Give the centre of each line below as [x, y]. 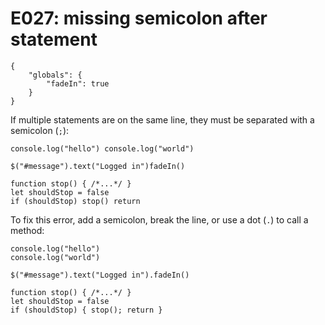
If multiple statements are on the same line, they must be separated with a [162, 119]
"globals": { [55, 75]
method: [27, 230]
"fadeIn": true [78, 83]
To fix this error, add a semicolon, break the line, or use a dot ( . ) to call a [159, 219]
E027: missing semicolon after [139, 18]
